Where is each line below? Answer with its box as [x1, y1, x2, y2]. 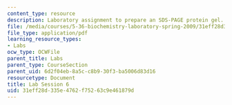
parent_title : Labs [7, 55, 64, 62]
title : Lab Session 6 [7, 81, 70, 88]
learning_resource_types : [7, 36, 81, 43]
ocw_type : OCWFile [7, 49, 60, 56]
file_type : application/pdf [7, 29, 88, 37]
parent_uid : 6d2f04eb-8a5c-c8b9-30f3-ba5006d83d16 [7, 68, 156, 75]
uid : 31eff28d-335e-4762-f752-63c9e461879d [7, 87, 135, 94]
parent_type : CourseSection [7, 61, 88, 68]
